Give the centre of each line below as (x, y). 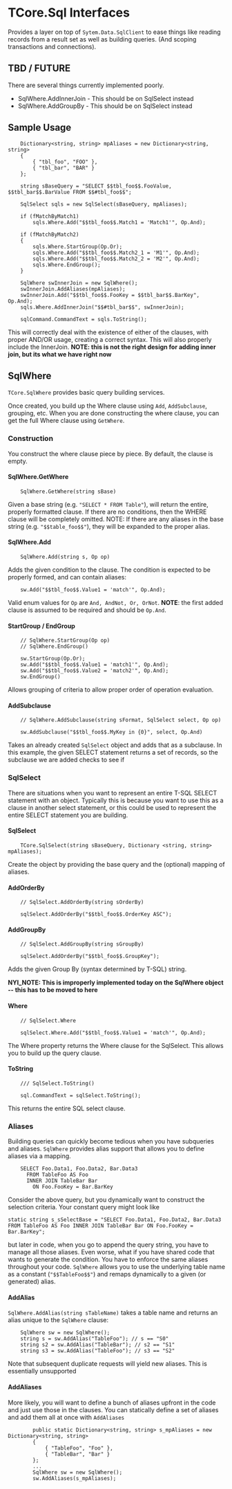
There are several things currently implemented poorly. (86, 85)
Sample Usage (40, 128)
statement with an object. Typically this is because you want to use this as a (116, 800)
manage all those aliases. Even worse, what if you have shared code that (111, 1252)
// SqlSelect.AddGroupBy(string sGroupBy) (82, 944)
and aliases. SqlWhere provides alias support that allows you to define (106, 1149)
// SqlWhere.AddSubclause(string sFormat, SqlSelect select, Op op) (121, 720)
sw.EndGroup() (40, 677)
